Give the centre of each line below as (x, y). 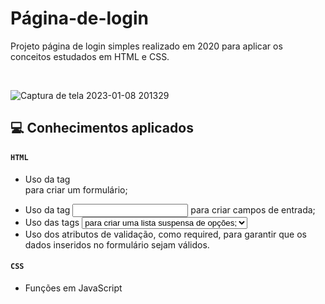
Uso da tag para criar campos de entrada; (170, 209)
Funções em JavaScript (73, 288)
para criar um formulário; (76, 189)
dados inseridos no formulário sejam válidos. (117, 244)
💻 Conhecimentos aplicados (102, 128)
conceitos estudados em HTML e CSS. (90, 56)
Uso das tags (52, 222)
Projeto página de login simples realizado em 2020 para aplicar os (146, 46)
